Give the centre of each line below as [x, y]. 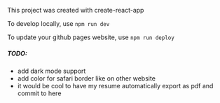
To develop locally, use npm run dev [59, 23]
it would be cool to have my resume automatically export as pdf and [115, 85]
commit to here [39, 93]
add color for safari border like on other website [87, 78]
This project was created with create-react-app [76, 10]
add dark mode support [51, 71]
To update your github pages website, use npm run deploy [91, 37]
